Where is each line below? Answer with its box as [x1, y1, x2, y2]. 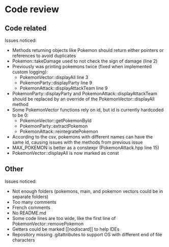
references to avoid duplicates [12, 52, 76, 59]
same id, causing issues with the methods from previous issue [12, 139, 143, 145]
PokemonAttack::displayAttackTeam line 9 [19, 85, 108, 91]
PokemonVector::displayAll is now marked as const [12, 150, 119, 156]
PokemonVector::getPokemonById [19, 118, 92, 123]
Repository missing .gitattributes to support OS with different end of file [12, 231, 162, 237]
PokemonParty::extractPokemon [19, 123, 88, 129]
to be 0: [12, 112, 29, 118]
